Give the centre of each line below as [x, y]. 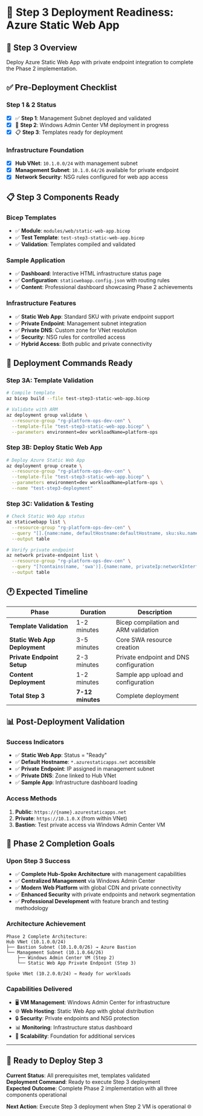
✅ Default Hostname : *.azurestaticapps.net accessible [85, 762]
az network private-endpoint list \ [52, 556]
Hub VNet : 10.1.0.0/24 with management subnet [76, 164]
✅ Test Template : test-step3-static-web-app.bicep [80, 237]
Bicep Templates [31, 218]
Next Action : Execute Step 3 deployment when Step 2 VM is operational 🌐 [99, 1106]
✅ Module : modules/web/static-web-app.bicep [72, 230]
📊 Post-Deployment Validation [66, 722]
